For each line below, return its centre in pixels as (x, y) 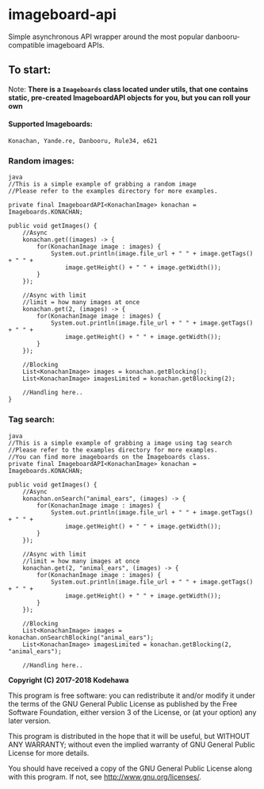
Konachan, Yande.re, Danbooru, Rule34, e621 (83, 140)
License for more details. (49, 752)
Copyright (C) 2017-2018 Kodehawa (69, 679)
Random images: (42, 160)
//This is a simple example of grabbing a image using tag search (120, 443)
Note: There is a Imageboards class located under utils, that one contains (128, 89)
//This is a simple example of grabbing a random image (102, 184)
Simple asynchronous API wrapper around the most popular (106, 37)
